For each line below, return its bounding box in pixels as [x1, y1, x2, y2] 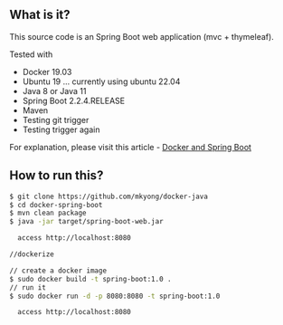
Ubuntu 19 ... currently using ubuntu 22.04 [22, 76, 181, 87]
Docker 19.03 [22, 66, 72, 77]
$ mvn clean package [9, 208, 88, 218]
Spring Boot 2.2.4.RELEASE [22, 95, 125, 106]
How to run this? [9, 167, 104, 184]
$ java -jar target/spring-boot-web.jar [9, 217, 165, 226]
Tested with [9, 49, 53, 60]
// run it [9, 282, 47, 292]
